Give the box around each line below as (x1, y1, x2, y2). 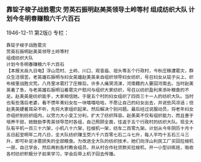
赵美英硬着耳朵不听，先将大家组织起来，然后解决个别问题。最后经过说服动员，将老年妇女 (6, 107, 194, 113)
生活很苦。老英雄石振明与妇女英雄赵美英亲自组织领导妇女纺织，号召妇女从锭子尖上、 (10, 74, 190, 81)
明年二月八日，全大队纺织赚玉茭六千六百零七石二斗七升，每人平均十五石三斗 (23, 132, 185, 138)
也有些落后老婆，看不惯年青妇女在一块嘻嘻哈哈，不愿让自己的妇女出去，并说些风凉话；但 (6, 100, 194, 106)
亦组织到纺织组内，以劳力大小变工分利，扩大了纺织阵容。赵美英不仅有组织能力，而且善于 (6, 113, 194, 119)
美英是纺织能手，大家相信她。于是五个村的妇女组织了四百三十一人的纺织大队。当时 (19, 93, 194, 100)
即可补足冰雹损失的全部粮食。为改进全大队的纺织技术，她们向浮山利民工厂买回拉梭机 (14, 139, 194, 145)
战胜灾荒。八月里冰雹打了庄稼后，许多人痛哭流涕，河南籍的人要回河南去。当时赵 (19, 81, 190, 87)
